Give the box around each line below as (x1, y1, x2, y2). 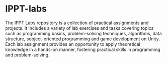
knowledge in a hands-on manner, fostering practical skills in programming (5, 46, 160, 52)
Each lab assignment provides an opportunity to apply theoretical (5, 41, 141, 47)
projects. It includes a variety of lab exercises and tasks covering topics (5, 25, 154, 31)
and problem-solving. (5, 51, 50, 58)
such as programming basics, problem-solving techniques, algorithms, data (5, 30, 162, 36)
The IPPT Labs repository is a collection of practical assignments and (5, 20, 149, 26)
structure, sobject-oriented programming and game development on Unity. (5, 36, 160, 42)
